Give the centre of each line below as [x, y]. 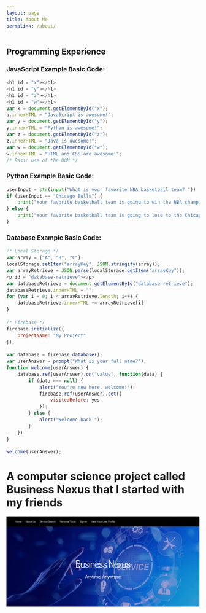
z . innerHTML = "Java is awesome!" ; [52, 141]
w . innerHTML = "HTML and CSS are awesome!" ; [64, 154]
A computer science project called [96, 477]
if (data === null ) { [56, 381]
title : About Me [27, 19]
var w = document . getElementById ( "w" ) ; [57, 147]
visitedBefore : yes [75, 400]
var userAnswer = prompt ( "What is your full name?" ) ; [77, 361]
